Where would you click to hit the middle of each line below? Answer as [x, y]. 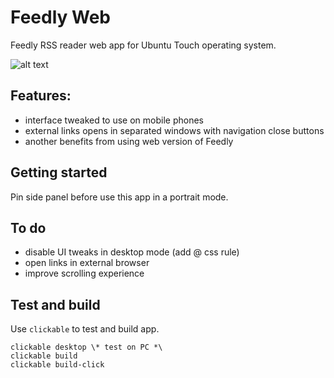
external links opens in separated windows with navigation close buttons [174, 130]
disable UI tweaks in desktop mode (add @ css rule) [132, 252]
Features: [41, 96]
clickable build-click [57, 365]
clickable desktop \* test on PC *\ [86, 347]
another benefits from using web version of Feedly [129, 141]
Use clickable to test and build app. [85, 329]
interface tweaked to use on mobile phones [114, 120]
